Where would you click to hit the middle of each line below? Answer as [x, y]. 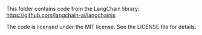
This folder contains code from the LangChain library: [73, 9]
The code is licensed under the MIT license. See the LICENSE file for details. [101, 27]
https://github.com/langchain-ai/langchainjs [61, 15]
